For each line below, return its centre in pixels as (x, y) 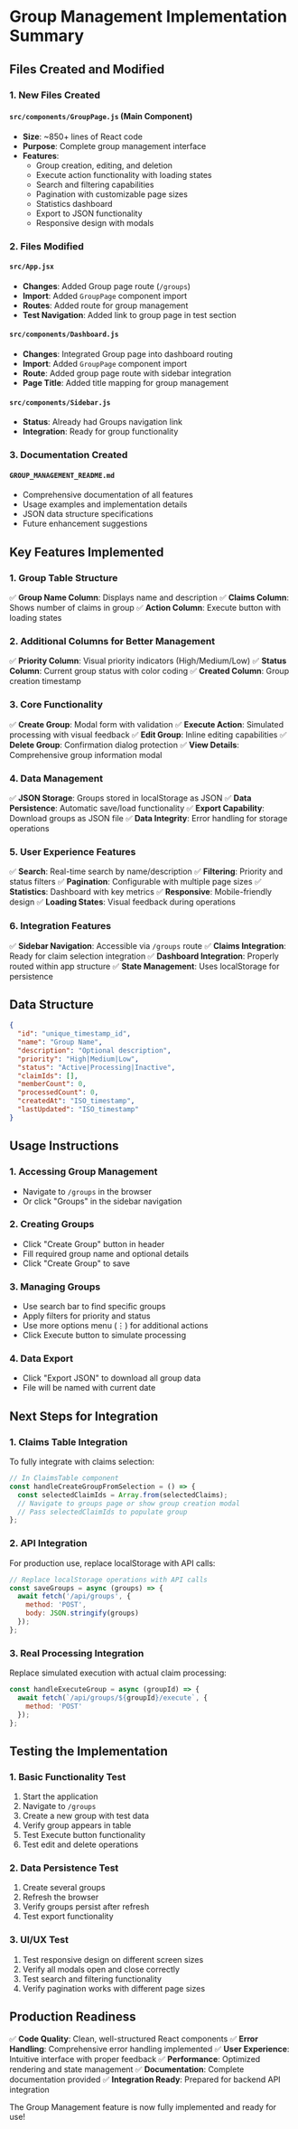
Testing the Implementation (89, 1751)
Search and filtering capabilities (95, 184)
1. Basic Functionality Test (68, 1777)
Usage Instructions (64, 1146)
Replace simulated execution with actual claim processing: (118, 1673)
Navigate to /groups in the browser (87, 1191)
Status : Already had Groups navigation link (102, 422)
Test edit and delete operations (80, 1844)
